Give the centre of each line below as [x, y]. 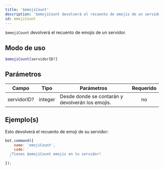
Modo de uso [25, 48]
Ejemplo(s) [22, 120]
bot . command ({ [20, 140]
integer [47, 99]
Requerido [144, 88]
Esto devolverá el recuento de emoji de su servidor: [57, 131]
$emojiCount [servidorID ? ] [31, 59]
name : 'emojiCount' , [35, 145]
